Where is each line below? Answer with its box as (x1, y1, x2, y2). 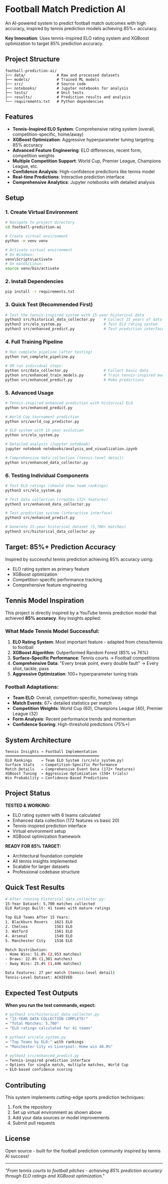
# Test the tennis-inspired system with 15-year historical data (5, 312, 144, 318)
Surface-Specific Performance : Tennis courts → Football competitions (12, 655, 160, 661)
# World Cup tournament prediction (5, 414, 79, 419)
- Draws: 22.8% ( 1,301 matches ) (5, 957, 72, 962)
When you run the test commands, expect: (5, 1002, 96, 1008)
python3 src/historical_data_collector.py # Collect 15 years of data (5, 317, 162, 322)
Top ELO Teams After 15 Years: (5, 915, 70, 920)
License (5, 1134, 30, 1143)
